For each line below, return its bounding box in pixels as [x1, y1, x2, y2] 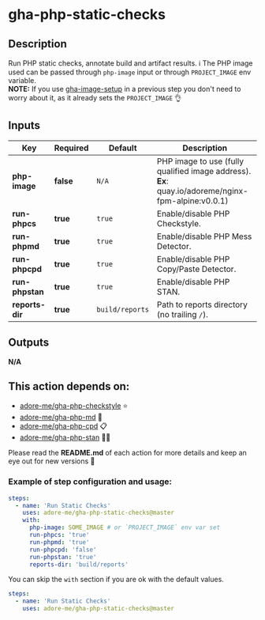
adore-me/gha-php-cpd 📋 [19, 422, 108, 431]
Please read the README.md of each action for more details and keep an [8, 448, 247, 458]
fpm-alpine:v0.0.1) [156, 195, 229, 206]
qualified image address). [156, 165, 252, 176]
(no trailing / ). [156, 308, 209, 319]
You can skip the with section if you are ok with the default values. [8, 575, 225, 584]
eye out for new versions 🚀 [8, 456, 95, 466]
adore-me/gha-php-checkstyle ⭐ [19, 401, 129, 410]
